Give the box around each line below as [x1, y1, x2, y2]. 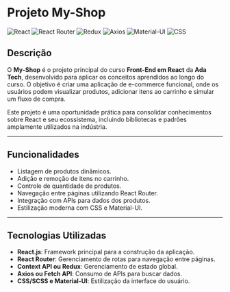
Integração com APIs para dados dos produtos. [16, 196, 151, 204]
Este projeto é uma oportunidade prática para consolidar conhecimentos [7, 108, 212, 116]
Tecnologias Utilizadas [7, 230, 107, 241]
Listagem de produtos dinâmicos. [16, 167, 112, 175]
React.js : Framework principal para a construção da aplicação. [16, 248, 195, 256]
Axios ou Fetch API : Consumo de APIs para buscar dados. [16, 269, 183, 278]
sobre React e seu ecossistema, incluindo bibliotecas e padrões [7, 115, 187, 123]
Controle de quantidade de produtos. [16, 182, 122, 190]
